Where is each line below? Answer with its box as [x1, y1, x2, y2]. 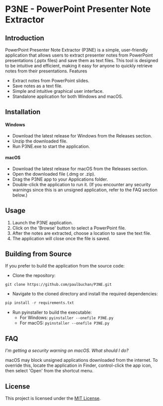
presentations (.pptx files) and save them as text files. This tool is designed [5, 58, 159, 63]
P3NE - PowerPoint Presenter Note [5, 3, 151, 15]
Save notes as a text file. [12, 83, 63, 89]
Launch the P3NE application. [12, 219, 73, 225]
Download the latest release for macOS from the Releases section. [12, 165, 148, 172]
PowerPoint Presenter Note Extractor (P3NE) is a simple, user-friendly [5, 47, 148, 53]
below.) [12, 192, 28, 198]
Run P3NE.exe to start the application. [12, 143, 90, 149]
